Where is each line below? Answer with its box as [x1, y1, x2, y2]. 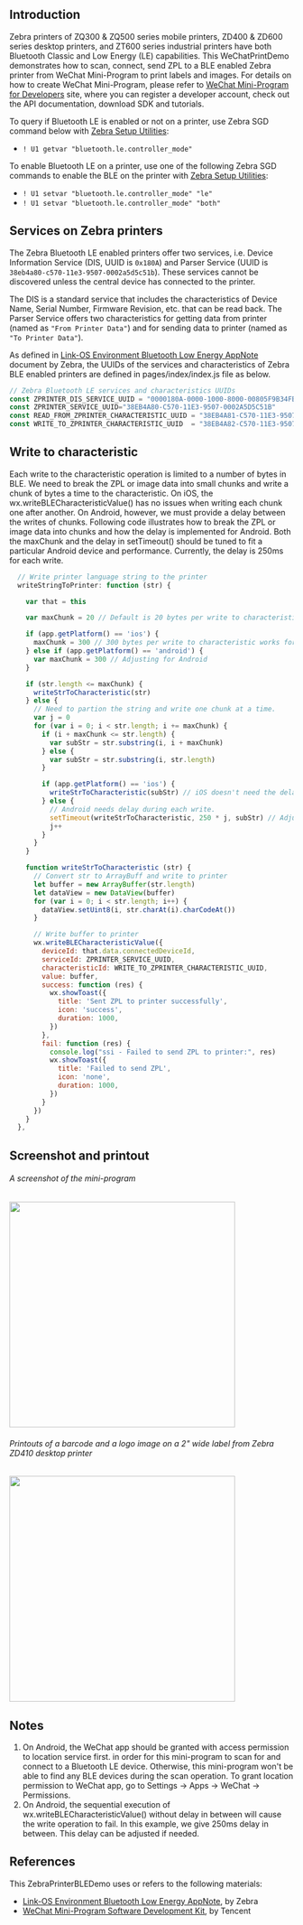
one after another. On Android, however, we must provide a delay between [9, 507, 286, 517]
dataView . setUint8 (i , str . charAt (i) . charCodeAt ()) [41, 905, 236, 915]
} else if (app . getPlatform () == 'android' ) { [25, 646, 204, 656]
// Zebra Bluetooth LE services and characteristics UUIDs [9, 386, 236, 395]
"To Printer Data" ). [9, 331, 84, 342]
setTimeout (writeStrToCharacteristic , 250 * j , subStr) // [49, 813, 277, 823]
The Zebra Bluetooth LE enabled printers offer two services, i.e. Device [9, 247, 273, 258]
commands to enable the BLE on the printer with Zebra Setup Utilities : [9, 170, 269, 181]
